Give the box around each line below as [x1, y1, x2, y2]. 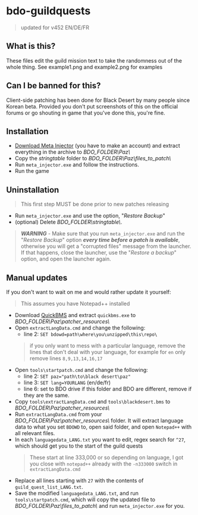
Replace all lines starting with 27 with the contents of [14, 477, 144, 484]
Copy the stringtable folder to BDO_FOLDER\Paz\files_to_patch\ [14, 155, 171, 162]
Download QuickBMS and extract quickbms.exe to [14, 312, 136, 318]
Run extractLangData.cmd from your [14, 411, 102, 418]
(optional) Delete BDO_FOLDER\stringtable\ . [14, 219, 122, 226]
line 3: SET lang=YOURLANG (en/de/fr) [23, 379, 111, 386]
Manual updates [6, 272, 68, 283]
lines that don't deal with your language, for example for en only [29, 349, 186, 355]
